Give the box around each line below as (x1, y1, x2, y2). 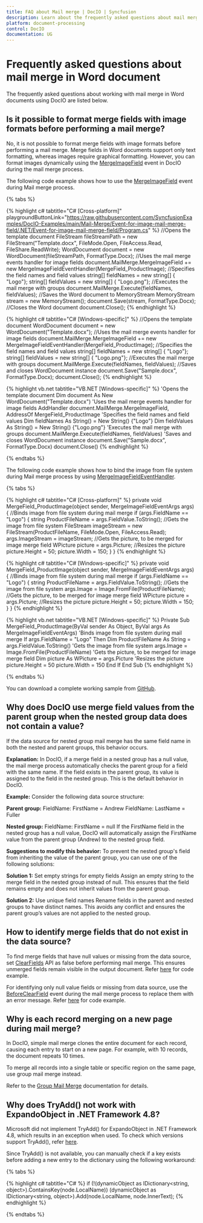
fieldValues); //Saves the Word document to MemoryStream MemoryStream (6, 291, 195, 298)
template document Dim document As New (6, 391, 114, 398)
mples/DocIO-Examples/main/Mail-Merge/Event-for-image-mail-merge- (6, 220, 186, 227)
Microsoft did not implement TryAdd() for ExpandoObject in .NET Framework (6, 1126, 197, 1133)
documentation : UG (6, 31, 53, 38)
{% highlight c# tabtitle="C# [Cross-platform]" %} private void (6, 496, 162, 503)
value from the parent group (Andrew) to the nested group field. (6, 836, 165, 843)
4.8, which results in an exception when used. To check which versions (6, 1132, 184, 1139)
